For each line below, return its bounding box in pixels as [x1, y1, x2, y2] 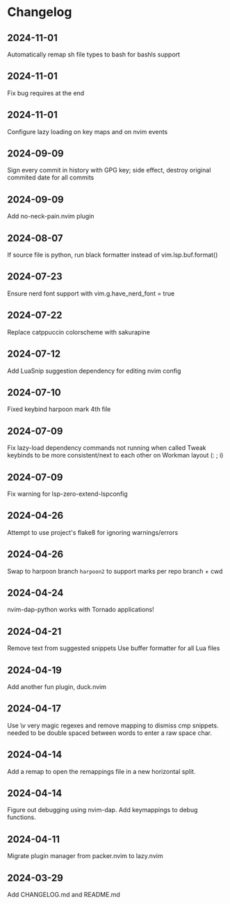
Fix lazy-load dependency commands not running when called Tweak [7, 444, 206, 452]
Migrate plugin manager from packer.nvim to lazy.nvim [7, 852, 163, 860]
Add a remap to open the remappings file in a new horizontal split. [7, 767, 196, 775]
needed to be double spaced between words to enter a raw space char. [7, 728, 212, 737]
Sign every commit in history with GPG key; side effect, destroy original [7, 166, 211, 175]
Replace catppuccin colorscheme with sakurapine [7, 328, 151, 336]
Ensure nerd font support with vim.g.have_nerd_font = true [7, 289, 175, 298]
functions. [7, 813, 36, 821]
